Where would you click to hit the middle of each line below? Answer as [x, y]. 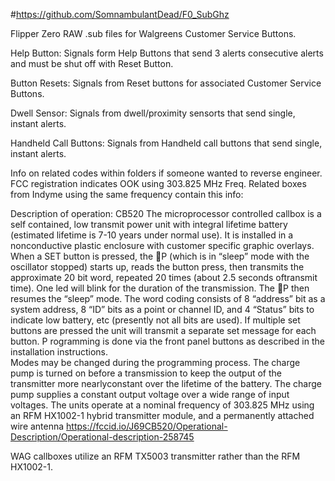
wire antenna [37, 426]
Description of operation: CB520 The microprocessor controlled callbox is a [166, 213]
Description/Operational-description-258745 [102, 437]
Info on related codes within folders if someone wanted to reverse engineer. [166, 173]
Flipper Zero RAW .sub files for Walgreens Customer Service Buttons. [153, 33]
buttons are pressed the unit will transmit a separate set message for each [163, 330]
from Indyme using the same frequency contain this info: [127, 194]
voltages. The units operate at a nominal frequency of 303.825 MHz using [162, 405]
